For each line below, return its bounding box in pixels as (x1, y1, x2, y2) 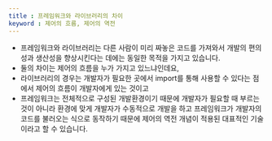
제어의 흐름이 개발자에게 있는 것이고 (35, 83, 149, 93)
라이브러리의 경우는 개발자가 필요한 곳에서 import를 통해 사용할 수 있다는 (20, 73, 251, 83)
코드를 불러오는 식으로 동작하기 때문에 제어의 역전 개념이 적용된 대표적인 (20, 113, 249, 123)
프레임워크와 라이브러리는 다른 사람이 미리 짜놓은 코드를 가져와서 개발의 (20, 42, 247, 53)
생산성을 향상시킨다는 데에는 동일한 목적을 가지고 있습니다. (35, 53, 222, 62)
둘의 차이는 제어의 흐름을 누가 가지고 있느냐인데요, (20, 62, 179, 73)
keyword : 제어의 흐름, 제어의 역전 (8, 19, 116, 28)
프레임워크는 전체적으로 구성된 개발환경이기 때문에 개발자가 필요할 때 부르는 (20, 93, 261, 103)
